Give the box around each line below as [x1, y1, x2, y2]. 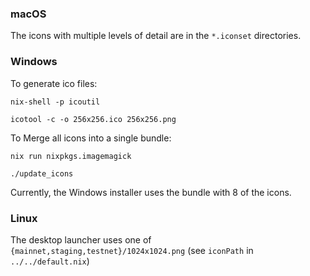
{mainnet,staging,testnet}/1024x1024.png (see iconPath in [10, 244, 254, 256]
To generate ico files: [10, 77, 98, 89]
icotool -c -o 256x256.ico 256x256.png [10, 114, 177, 124]
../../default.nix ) [10, 255, 90, 267]
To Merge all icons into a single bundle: [10, 132, 172, 144]
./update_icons [10, 168, 74, 179]
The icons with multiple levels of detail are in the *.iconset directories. [10, 30, 302, 42]
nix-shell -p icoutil [10, 97, 101, 107]
